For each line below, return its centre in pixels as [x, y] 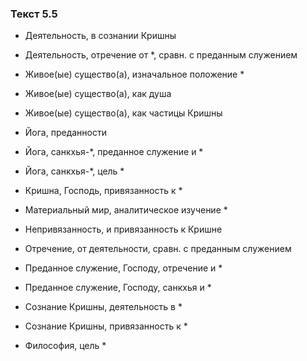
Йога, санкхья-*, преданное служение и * [114, 152]
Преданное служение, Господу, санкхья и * [118, 288]
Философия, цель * [65, 346]
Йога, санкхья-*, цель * [74, 171]
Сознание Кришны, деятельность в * [103, 307]
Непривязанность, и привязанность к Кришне [123, 229]
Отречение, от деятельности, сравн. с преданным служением [158, 249]
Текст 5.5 [34, 14]
